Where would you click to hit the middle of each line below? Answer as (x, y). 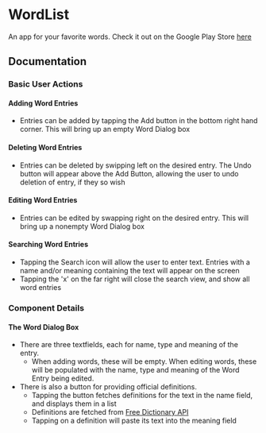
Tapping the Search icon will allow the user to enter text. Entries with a (135, 262)
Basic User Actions (46, 84)
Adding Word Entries (43, 103)
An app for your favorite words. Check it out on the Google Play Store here (130, 37)
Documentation (48, 62)
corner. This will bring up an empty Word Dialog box (105, 130)
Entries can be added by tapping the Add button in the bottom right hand (139, 121)
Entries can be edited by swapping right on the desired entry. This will (134, 218)
